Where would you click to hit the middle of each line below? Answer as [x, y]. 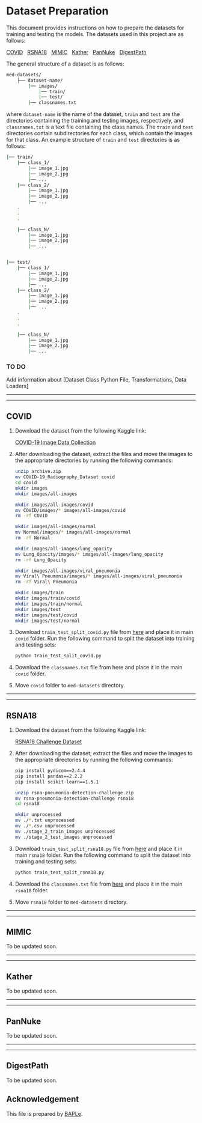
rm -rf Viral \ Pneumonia [46, 582]
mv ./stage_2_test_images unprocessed [63, 837]
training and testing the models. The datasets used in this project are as [95, 34]
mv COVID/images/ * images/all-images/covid [70, 510]
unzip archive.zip [38, 472]
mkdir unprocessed [38, 815]
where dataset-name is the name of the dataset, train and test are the [93, 114]
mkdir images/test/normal [47, 621]
